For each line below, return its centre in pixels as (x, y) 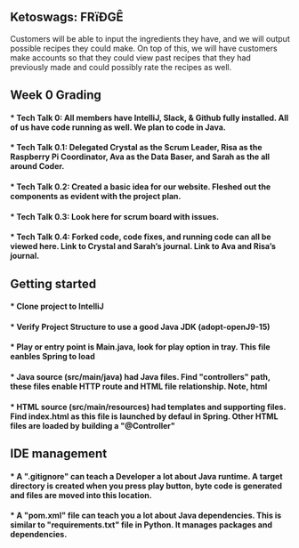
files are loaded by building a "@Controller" (93, 425)
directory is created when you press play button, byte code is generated (146, 486)
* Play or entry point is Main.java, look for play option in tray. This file (140, 347)
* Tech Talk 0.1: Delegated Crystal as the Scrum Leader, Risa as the (136, 148)
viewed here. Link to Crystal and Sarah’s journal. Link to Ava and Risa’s (143, 246)
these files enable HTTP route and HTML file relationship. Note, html (139, 386)
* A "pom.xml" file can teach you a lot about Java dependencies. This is (146, 516)
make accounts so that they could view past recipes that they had (131, 57)
